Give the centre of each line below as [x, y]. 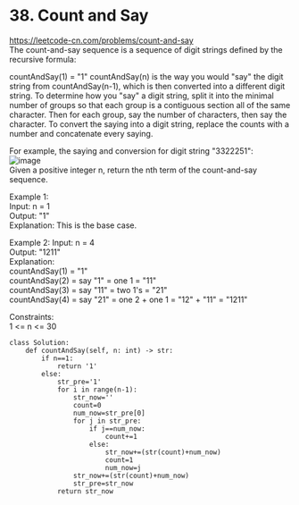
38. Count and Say [79, 16]
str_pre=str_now [103, 484]
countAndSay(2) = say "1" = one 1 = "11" [83, 280]
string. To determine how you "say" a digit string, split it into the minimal [141, 96]
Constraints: [32, 316]
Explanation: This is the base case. [73, 225]
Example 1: [29, 197]
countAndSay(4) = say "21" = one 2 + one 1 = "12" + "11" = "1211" [129, 299]
